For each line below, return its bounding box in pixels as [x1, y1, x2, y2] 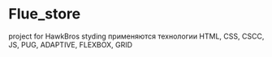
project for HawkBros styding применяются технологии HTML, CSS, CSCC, [8, 31, 265, 41]
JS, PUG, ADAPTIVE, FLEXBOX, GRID [8, 39, 132, 49]
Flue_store [8, 5, 81, 23]
